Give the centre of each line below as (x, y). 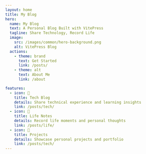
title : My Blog (21, 14)
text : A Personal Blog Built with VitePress (57, 28)
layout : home (19, 10)
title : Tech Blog (32, 98)
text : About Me (34, 75)
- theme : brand (30, 56)
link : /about (32, 79)
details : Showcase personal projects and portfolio (69, 139)
